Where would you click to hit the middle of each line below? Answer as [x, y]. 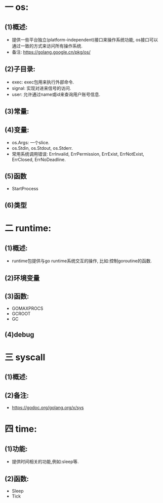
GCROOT [21, 314]
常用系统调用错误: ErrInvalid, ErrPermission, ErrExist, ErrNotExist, [78, 154]
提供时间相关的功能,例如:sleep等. [45, 461]
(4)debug [20, 334]
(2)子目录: [20, 69]
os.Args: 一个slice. [31, 143]
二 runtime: [28, 229]
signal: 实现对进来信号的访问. [41, 88]
